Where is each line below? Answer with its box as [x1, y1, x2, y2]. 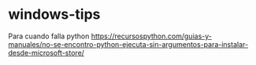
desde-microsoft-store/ [8, 48, 85, 57]
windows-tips [8, 5, 101, 23]
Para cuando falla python [8, 31, 90, 41]
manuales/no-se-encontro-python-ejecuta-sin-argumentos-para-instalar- [8, 39, 249, 49]
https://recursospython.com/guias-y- [91, 31, 213, 41]
